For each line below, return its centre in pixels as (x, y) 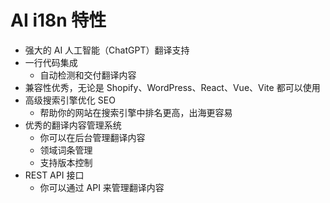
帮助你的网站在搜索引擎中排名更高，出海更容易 (136, 112)
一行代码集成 (51, 62)
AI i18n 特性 (58, 20)
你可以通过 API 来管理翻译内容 (102, 187)
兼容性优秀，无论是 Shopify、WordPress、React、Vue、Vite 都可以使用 (172, 87)
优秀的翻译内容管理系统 (73, 125)
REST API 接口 (54, 175)
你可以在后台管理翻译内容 (92, 137)
